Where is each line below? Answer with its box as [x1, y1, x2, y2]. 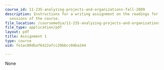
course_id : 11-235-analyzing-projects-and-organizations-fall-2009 [5, 7, 145, 12]
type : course [5, 39, 32, 43]
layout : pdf [5, 29, 29, 34]
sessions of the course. [9, 16, 60, 21]
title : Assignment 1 [5, 34, 47, 39]
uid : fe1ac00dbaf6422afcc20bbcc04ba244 [5, 43, 86, 48]
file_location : [5, 20, 36, 26]
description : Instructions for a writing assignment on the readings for [5, 12, 159, 16]
